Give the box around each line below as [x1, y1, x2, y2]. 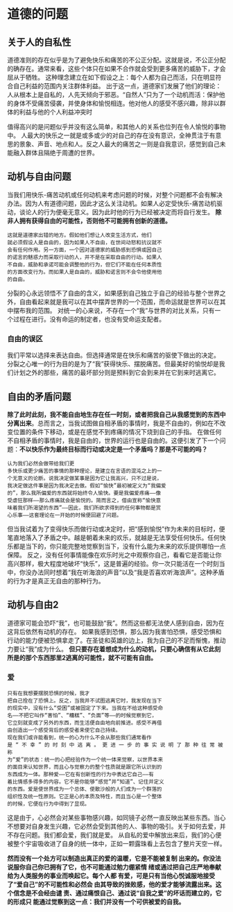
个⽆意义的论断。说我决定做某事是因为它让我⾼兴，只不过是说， [7, 474, 162, 482]
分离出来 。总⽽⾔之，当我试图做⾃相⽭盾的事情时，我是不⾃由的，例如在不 [7, 419, 220, 427]
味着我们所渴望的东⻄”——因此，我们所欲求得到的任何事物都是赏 [7, 504, 162, 511]
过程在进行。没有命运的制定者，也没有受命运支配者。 [12, 315, 165, 323]
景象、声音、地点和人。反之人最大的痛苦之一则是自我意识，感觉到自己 [19, 140, 220, 148]
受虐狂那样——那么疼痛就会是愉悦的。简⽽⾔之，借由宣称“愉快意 [7, 497, 162, 504]
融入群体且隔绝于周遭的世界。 [12, 148, 98, 157]
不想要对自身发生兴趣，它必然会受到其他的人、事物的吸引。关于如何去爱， [7, 823, 220, 831]
